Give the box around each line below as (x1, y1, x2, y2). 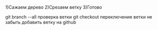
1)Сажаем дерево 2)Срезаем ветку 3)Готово (5, 4, 102, 10)
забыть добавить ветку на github (5, 19, 76, 25)
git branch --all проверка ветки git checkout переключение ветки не (5, 14, 152, 19)
